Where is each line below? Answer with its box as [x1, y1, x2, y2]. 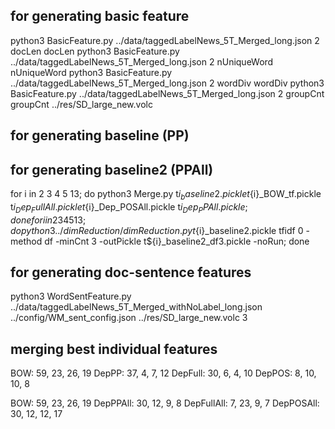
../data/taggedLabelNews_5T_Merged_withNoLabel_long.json [10, 301, 263, 313]
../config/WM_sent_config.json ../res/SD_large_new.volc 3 [10, 312, 248, 324]
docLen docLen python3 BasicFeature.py [10, 45, 180, 57]
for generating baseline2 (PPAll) [10, 161, 214, 178]
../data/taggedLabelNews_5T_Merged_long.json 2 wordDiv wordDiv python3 [10, 77, 325, 89]
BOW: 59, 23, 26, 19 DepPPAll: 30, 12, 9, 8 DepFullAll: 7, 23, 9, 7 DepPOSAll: [10, 397, 320, 409]
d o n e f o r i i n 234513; [10, 214, 87, 226]
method [10, 235, 43, 247]
